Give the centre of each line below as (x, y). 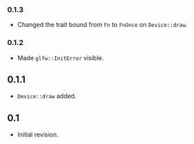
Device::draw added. (47, 96)
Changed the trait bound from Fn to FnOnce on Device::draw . (102, 25)
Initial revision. (38, 135)
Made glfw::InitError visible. (60, 57)
